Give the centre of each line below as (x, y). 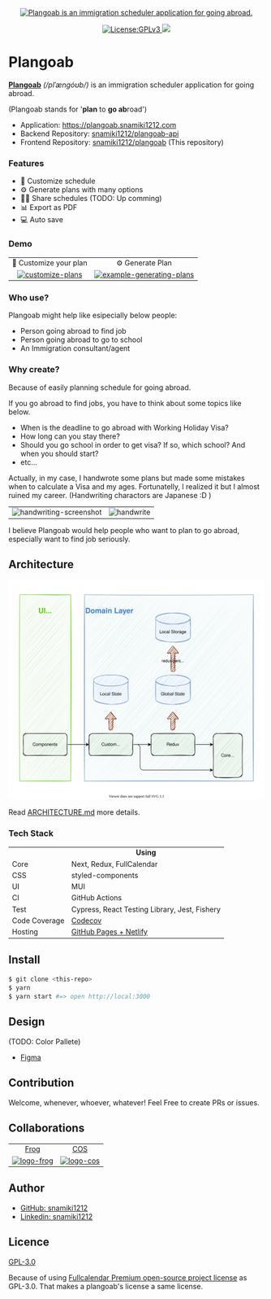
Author (26, 1188)
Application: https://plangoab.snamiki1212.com (98, 125)
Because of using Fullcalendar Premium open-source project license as (128, 1277)
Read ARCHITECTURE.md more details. (74, 812)
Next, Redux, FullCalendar (115, 864)
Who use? (29, 297)
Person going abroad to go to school (81, 340)
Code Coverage (38, 921)
